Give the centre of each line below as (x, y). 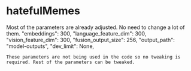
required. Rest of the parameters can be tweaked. (71, 62)
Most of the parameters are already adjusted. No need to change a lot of (95, 27)
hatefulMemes (43, 11)
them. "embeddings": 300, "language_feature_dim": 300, (76, 33)
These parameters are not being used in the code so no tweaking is (93, 57)
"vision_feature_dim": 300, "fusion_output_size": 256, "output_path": (91, 40)
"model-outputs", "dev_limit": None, (50, 46)
